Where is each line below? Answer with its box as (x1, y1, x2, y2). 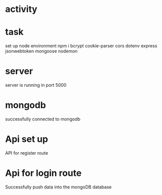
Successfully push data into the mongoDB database (5, 184, 112, 190)
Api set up (5, 134, 48, 145)
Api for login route (5, 168, 82, 179)
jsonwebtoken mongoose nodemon (5, 48, 78, 54)
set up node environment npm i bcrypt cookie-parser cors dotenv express (5, 43, 158, 49)
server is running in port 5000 (5, 82, 67, 88)
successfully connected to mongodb (5, 116, 81, 122)
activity (5, 3, 37, 15)
